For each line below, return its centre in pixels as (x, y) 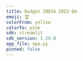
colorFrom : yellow (28, 22)
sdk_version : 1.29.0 (31, 38)
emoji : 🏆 (18, 17)
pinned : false (23, 49)
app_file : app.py (27, 44)
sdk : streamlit (25, 33)
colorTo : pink (23, 28)
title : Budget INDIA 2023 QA (41, 11)
